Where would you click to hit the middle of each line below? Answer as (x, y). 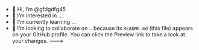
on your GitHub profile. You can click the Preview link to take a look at (99, 35)
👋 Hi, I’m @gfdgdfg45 (39, 9)
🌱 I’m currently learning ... (44, 22)
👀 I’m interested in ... (37, 15)
